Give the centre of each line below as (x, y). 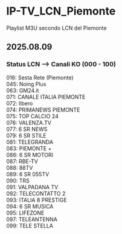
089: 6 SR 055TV (28, 174)
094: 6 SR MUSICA (30, 206)
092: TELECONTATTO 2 (36, 193)
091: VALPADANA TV (32, 187)
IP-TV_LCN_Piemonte (61, 11)
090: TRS (18, 181)
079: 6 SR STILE (26, 135)
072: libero (20, 103)
